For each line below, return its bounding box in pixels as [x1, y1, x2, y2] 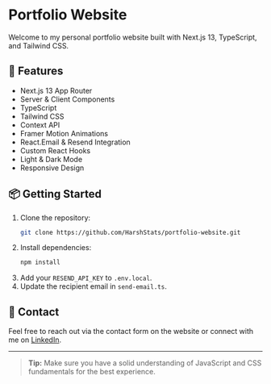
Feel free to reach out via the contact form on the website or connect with [8, 327, 254, 336]
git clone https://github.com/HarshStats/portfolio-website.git [19, 228, 241, 236]
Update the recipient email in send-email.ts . [19, 282, 167, 291]
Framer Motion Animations [19, 128, 109, 138]
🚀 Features [8, 65, 64, 78]
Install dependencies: [19, 243, 92, 253]
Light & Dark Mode [19, 154, 83, 164]
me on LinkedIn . [8, 335, 62, 344]
